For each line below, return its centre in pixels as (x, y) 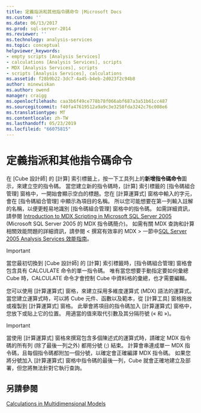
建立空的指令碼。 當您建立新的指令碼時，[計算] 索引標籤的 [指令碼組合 (109, 186)
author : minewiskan (31, 85)
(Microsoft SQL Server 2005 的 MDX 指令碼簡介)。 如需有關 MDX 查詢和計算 (100, 224)
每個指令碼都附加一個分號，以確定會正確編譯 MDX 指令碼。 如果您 (109, 353)
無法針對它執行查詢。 (58, 368)
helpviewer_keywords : (33, 51)
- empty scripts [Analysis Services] (53, 57)
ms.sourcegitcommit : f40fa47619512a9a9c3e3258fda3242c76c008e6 (87, 107)
